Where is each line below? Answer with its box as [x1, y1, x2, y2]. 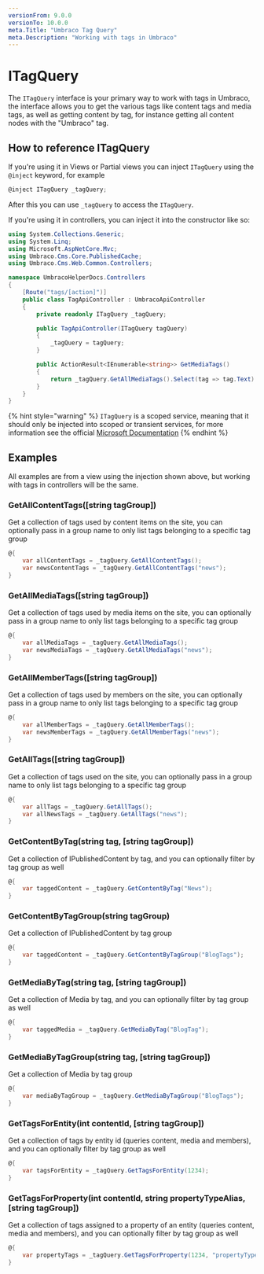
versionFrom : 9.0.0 [8, 11, 72, 20]
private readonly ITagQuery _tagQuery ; [36, 310, 167, 318]
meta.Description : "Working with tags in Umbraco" [8, 33, 178, 42]
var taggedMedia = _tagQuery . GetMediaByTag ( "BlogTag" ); [22, 1025, 210, 1034]
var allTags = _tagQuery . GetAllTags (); [22, 803, 153, 811]
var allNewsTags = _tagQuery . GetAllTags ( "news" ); [22, 810, 189, 818]
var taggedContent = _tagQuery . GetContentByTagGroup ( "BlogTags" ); [22, 951, 244, 959]
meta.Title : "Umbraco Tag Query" [8, 26, 118, 34]
